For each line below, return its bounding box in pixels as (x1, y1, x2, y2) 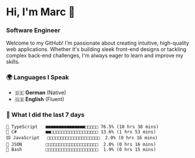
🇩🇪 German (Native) (14, 89, 66, 96)
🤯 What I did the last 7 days (6, 110, 85, 119)
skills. (6, 58, 20, 65)
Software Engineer (6, 26, 60, 35)
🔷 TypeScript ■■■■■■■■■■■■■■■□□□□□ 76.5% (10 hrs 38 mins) (6, 124, 159, 130)
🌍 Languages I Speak (6, 73, 69, 82)
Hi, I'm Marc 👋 (6, 5, 75, 19)
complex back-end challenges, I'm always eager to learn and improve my (6, 52, 184, 59)
